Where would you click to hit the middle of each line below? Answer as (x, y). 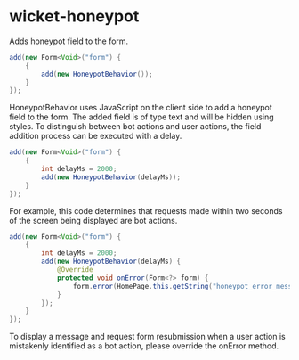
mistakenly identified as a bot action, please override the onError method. (144, 346)
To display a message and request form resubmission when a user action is (148, 337)
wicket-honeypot (74, 16)
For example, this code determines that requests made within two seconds (146, 210)
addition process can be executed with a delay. (96, 136)
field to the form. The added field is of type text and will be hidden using (141, 117)
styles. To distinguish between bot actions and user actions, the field (135, 127)
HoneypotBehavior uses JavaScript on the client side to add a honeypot (141, 108)
